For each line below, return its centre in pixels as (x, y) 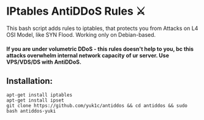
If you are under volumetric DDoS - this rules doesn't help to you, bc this (100, 49)
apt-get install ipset (35, 100)
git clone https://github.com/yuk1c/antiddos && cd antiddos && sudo (97, 106)
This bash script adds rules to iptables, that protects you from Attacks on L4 (102, 28)
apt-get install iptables (39, 95)
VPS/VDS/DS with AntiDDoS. (44, 62)
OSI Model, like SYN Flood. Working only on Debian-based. (81, 34)
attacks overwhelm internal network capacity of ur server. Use (88, 55)
